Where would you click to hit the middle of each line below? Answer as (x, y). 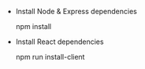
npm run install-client (50, 57)
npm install (33, 26)
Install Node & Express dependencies (76, 11)
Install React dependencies (59, 42)
